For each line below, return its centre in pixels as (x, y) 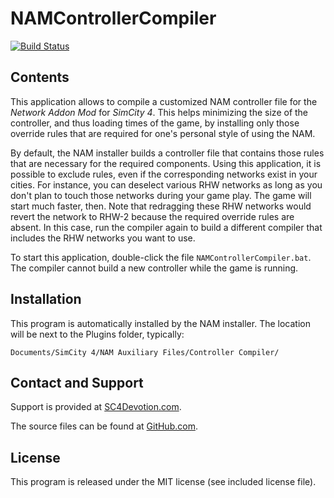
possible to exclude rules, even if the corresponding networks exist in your (164, 174)
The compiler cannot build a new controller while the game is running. (154, 268)
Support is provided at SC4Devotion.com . (96, 407)
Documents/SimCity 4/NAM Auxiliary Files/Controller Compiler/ (145, 352)
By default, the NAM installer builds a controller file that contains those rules (167, 153)
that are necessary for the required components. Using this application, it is (166, 163)
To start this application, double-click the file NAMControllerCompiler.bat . (161, 257)
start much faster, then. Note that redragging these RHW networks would (161, 206)
